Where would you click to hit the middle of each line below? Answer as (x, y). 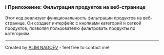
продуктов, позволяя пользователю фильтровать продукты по (70, 28)
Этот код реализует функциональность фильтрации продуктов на (73, 18)
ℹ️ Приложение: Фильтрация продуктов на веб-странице (75, 7)
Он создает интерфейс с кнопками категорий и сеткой (84, 23)
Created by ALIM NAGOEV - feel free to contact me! (57, 48)
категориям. (18, 34)
